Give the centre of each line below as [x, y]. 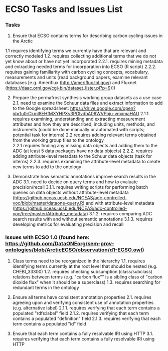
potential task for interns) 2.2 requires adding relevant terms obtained [84, 135]
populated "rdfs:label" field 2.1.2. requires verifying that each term [81, 313]
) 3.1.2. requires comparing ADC [119, 214]
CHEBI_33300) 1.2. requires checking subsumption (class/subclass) [82, 271]
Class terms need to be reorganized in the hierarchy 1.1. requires [79, 261]
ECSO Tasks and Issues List [64, 9]
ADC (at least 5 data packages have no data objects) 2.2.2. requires [82, 151]
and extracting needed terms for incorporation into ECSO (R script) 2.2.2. [81, 67]
